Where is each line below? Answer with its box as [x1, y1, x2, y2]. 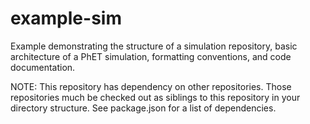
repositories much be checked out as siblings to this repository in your [10, 91, 301, 103]
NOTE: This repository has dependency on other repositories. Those [10, 80, 292, 92]
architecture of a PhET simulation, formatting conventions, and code [10, 50, 292, 62]
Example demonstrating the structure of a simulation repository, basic [10, 40, 298, 52]
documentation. [10, 61, 76, 73]
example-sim [10, 7, 122, 30]
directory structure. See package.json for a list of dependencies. [10, 102, 277, 114]
